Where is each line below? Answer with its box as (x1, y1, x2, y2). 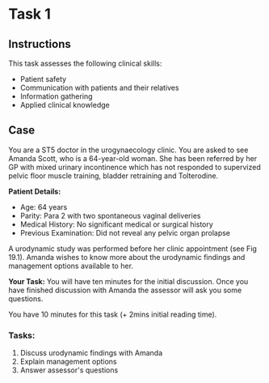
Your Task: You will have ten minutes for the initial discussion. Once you (8, 276, 249, 286)
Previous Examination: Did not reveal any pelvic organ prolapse (19, 228, 231, 237)
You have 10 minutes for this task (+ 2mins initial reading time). (8, 309, 217, 319)
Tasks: (8, 330, 36, 341)
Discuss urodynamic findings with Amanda (19, 348, 163, 358)
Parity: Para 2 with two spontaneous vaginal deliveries (19, 211, 201, 220)
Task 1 (8, 5, 51, 23)
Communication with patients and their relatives (19, 83, 179, 92)
